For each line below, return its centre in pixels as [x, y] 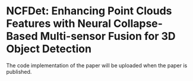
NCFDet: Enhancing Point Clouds [89, 11]
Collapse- [138, 24]
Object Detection [49, 49]
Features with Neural [59, 24]
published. [19, 71]
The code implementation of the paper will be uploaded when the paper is [97, 65]
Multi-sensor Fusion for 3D [108, 36]
